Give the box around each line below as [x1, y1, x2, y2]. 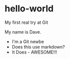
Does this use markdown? [11, 44, 65, 50]
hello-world [4, 3, 54, 14]
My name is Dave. [4, 29, 42, 35]
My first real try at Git [4, 19, 48, 25]
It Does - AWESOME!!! [11, 49, 58, 55]
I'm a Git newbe [11, 38, 44, 45]
